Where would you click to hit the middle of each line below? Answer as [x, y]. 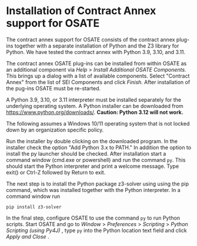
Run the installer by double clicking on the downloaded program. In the [92, 141]
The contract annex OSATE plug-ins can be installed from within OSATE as [96, 63]
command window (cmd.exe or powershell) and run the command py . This [96, 160]
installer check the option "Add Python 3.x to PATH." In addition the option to [99, 147]
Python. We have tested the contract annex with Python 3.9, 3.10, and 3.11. [96, 52]
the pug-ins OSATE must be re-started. [54, 88]
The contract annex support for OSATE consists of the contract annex [91, 39]
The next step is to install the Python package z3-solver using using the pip [98, 184]
